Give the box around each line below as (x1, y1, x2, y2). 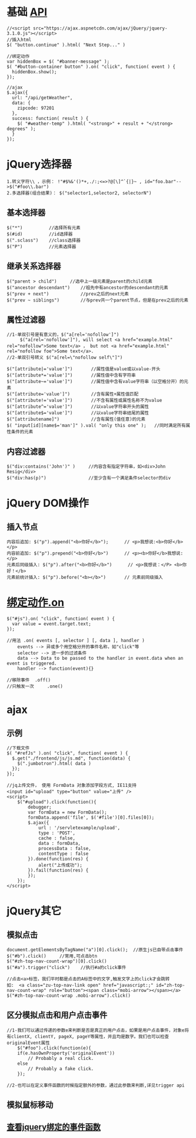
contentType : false (38, 851, 89, 857)
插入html (12, 37, 32, 43)
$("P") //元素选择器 (6, 244, 77, 249)
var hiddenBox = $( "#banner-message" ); (6, 59, 110, 64)
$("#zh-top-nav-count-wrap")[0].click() (6, 958, 108, 964)
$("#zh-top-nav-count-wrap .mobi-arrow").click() (6, 993, 131, 999)
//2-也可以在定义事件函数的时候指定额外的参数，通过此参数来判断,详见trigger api (6, 1082, 185, 1088)
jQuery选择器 (6, 158, 72, 171)
